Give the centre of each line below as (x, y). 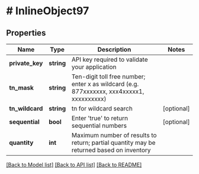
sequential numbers (99, 126)
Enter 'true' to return (100, 118)
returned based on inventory (111, 150)
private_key (26, 63)
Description (114, 50)
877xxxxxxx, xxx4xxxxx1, (108, 91)
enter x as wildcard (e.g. (105, 84)
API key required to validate (110, 59)
